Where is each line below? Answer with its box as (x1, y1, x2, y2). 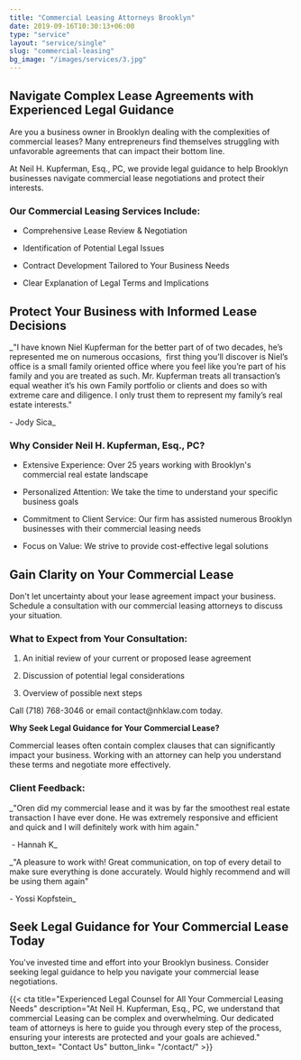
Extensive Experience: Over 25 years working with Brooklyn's (22, 460, 251, 471)
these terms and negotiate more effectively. (9, 759, 171, 771)
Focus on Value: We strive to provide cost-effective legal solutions (22, 541, 269, 552)
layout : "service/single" (9, 38, 106, 48)
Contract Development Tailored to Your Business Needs (22, 260, 230, 271)
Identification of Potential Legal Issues (22, 242, 165, 253)
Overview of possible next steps (22, 688, 142, 699)
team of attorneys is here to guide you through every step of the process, (9, 1022, 282, 1033)
